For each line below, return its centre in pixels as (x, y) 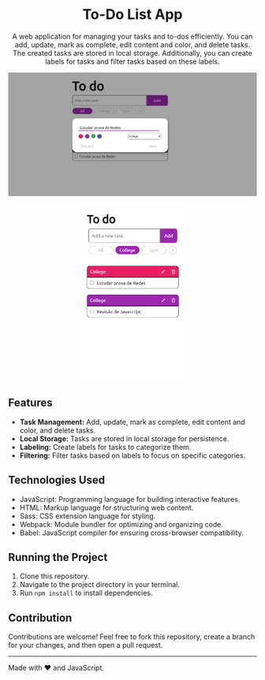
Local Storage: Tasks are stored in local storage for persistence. (124, 438)
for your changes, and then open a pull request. (86, 645)
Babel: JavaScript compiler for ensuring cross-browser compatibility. (132, 533)
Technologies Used (56, 480)
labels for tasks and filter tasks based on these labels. (132, 61)
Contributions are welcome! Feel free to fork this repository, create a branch (132, 637)
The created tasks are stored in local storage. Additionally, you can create (132, 53)
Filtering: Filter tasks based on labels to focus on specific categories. (132, 455)
